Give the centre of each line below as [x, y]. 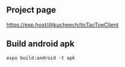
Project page [31, 10]
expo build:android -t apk [41, 58]
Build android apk [40, 44]
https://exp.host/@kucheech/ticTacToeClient [63, 24]
